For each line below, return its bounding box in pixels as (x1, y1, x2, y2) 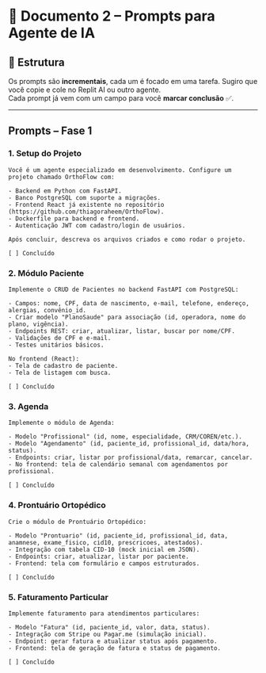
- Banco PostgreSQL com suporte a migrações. (8, 193, 161, 201)
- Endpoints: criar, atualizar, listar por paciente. (8, 553, 190, 560)
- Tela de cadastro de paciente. (8, 361, 119, 369)
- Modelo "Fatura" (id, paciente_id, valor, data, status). (8, 623, 211, 631)
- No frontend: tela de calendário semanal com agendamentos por (8, 461, 228, 468)
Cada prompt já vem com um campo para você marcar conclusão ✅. (8, 94, 234, 102)
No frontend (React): (8, 354, 80, 363)
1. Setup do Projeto (8, 148, 82, 159)
